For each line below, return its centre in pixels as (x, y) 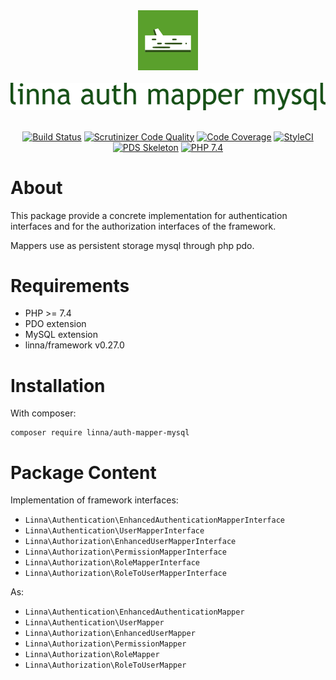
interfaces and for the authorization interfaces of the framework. (143, 226)
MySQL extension (61, 335)
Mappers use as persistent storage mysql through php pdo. (132, 245)
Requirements (70, 285)
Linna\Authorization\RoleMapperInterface (112, 563)
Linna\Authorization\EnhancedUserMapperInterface (130, 542)
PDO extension (55, 324)
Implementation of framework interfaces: (94, 500)
